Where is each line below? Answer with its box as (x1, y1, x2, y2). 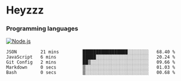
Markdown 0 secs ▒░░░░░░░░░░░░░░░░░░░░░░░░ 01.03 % (6, 65, 176, 70)
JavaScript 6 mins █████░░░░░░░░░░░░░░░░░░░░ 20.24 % (6, 54, 176, 60)
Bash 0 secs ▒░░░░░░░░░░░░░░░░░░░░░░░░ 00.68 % (6, 70, 176, 76)
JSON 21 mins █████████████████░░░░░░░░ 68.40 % (6, 49, 176, 55)
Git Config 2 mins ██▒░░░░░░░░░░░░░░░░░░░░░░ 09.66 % (6, 59, 176, 65)
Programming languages (6, 25, 78, 33)
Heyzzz (6, 4, 44, 17)
